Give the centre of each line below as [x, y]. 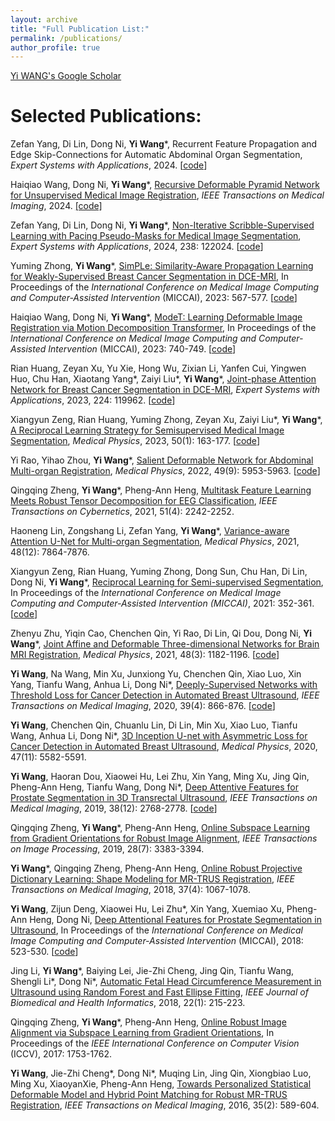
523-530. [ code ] [44, 952]
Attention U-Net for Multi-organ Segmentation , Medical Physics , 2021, [155, 542]
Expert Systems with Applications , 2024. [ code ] [109, 165]
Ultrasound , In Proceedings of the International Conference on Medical [156, 930]
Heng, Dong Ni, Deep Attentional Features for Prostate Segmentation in [175, 920]
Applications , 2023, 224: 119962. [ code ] [93, 400]
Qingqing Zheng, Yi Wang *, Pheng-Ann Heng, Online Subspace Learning [160, 828]
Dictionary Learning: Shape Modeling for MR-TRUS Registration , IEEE [153, 879]
